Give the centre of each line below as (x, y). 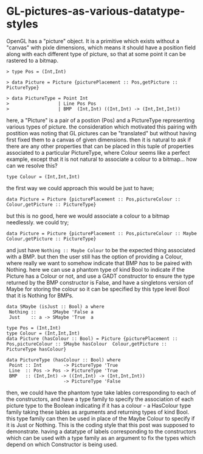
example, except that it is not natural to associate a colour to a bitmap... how (102, 159)
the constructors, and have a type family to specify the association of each (100, 399)
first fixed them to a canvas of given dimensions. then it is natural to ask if (99, 140)
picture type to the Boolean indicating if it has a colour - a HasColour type (99, 405)
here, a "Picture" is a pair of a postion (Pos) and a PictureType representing (101, 120)
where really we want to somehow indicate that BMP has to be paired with (99, 263)
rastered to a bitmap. (33, 60)
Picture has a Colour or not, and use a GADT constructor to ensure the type (101, 276)
